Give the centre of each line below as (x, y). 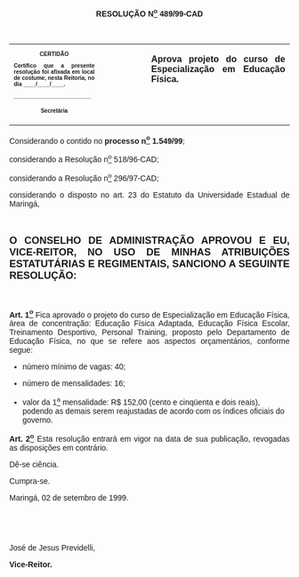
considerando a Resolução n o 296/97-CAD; (84, 177)
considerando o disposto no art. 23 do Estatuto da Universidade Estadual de (149, 195)
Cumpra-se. (30, 481)
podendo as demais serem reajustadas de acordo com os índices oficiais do (153, 411)
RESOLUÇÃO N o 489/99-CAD (149, 13)
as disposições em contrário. (59, 448)
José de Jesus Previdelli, (53, 548)
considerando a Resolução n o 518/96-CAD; (84, 158)
